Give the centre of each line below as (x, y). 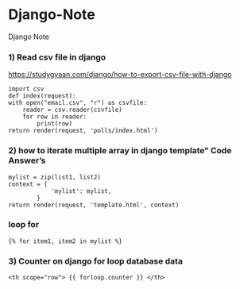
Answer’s (27, 160)
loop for (24, 225)
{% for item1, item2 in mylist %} (66, 241)
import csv (26, 89)
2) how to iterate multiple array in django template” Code (120, 151)
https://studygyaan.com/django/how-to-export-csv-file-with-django (120, 75)
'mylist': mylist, (81, 191)
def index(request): (43, 96)
